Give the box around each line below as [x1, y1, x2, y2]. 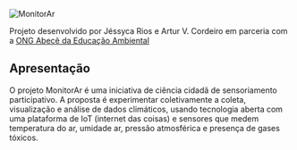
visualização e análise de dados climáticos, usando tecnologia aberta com [9, 104, 284, 114]
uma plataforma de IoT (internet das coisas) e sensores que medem [9, 112, 259, 124]
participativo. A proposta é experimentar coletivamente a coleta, [9, 94, 246, 104]
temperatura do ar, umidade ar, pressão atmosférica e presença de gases [9, 122, 280, 133]
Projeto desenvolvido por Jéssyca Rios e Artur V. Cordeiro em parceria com [9, 26, 288, 36]
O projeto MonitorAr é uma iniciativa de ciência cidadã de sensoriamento [9, 85, 277, 96]
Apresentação [9, 61, 91, 76]
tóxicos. [9, 132, 38, 143]
